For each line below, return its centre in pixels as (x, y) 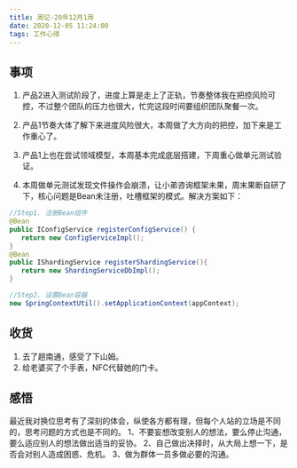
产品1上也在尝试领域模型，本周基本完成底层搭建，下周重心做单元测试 (148, 155)
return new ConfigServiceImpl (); (82, 238)
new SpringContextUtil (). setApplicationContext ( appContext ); (125, 303)
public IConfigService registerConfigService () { (103, 229)
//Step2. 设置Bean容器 (48, 295)
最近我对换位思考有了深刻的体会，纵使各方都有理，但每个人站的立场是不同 (145, 421)
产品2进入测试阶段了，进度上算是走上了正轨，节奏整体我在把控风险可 (149, 95)
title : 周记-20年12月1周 (52, 17)
